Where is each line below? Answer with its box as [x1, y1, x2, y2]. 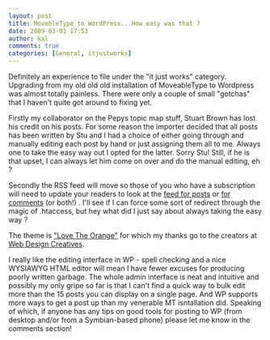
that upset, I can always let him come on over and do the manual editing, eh [8, 156, 260, 166]
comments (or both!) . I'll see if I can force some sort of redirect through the [8, 198, 261, 207]
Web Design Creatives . [8, 240, 85, 249]
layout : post [8, 11, 53, 20]
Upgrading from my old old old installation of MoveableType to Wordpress [8, 80, 255, 90]
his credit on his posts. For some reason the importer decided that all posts [8, 122, 259, 131]
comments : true [8, 42, 60, 50]
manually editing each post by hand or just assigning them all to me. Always [8, 139, 261, 148]
